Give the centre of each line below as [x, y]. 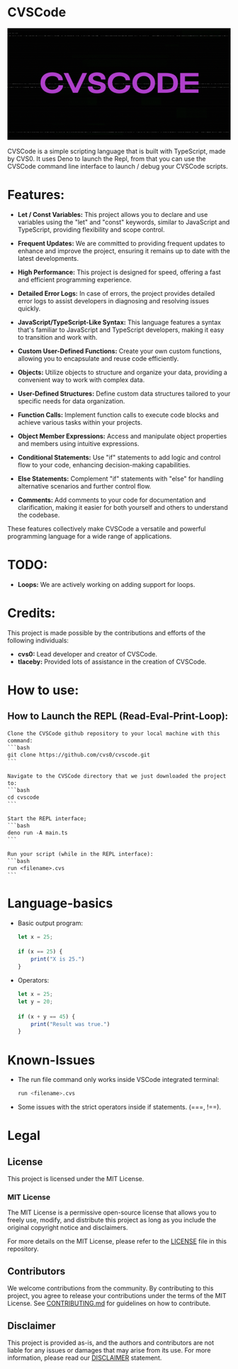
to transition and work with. [57, 337]
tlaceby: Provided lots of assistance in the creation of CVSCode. [112, 661]
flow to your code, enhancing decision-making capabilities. [104, 464]
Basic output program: [50, 923]
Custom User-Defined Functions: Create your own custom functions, [119, 351]
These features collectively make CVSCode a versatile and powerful [107, 528]
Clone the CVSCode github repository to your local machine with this [114, 733]
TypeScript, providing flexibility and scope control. [91, 229]
